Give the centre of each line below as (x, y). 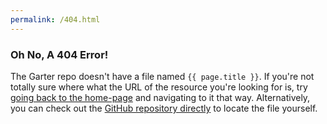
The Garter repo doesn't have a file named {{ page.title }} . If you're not (162, 76)
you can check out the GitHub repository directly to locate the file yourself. (164, 108)
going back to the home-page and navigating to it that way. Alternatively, (160, 97)
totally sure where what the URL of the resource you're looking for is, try (159, 87)
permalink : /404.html (55, 19)
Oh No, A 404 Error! (59, 54)
